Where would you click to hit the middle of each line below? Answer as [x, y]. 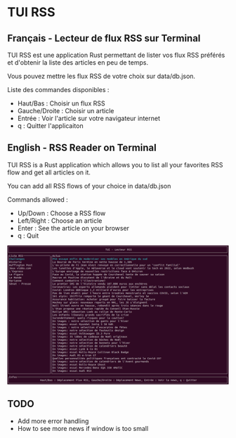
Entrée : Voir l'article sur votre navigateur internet [88, 118]
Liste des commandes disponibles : [58, 90]
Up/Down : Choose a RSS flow [61, 213]
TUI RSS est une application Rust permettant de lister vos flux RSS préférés [116, 55]
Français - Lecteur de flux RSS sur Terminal [104, 38]
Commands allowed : [38, 199]
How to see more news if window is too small [83, 428]
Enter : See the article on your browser [73, 228]
